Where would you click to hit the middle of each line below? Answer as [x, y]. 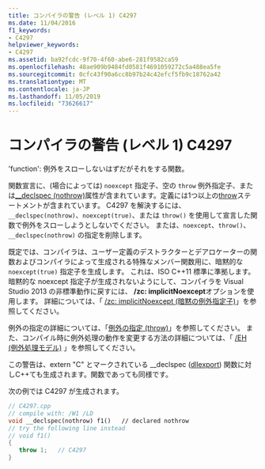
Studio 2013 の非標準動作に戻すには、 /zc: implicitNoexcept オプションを [128, 291]
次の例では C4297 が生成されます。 [66, 391]
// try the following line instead [67, 428]
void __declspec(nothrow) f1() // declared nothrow [99, 421]
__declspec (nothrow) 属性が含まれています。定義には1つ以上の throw [126, 195]
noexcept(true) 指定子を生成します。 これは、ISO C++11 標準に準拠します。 [132, 272]
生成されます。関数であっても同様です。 [108, 374]
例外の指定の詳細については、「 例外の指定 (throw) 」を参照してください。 [127, 328]
